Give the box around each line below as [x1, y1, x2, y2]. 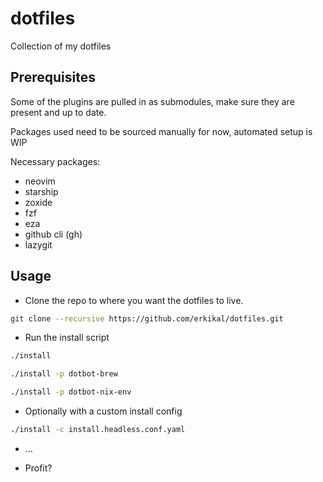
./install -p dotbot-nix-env [10, 387, 132, 397]
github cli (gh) [24, 228, 83, 240]
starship [24, 185, 59, 197]
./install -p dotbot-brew [10, 369, 118, 379]
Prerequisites [10, 69, 96, 86]
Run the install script [24, 332, 110, 344]
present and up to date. [10, 106, 107, 118]
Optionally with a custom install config [24, 405, 183, 417]
